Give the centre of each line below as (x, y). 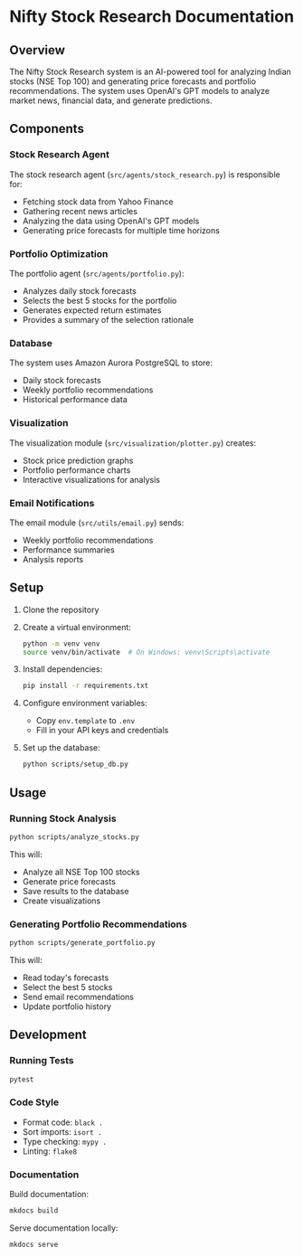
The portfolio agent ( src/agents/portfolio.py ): (97, 273)
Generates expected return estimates (92, 310)
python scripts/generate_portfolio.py (82, 943)
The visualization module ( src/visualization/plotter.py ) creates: (133, 443)
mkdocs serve (34, 1244)
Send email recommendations (78, 996)
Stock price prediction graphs (78, 460)
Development (48, 1035)
